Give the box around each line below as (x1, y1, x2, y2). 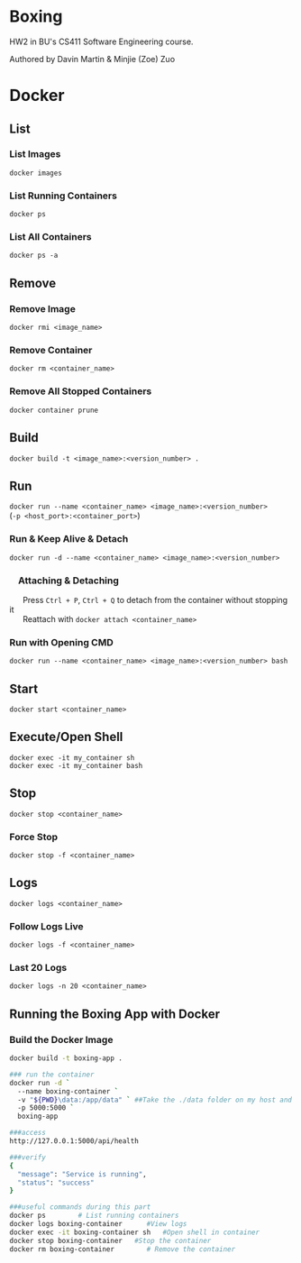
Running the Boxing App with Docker (9, 1006, 221, 1021)
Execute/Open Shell (9, 729, 123, 745)
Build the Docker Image (9, 1033, 114, 1046)
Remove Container (9, 344, 93, 357)
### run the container (9, 1070, 95, 1079)
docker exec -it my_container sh (9, 753, 135, 763)
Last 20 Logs (9, 961, 68, 974)
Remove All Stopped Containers (9, 385, 152, 398)
